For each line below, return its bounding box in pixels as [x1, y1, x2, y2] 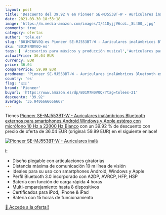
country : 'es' [5, 76, 35, 81]
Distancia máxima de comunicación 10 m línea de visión [12, 163, 126, 169]
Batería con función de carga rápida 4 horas [12, 179, 103, 185]
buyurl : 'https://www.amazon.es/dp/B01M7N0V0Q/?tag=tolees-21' [5, 90, 138, 95]
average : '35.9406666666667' [5, 99, 65, 104]
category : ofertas [5, 30, 43, 35]
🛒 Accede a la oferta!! [5, 204, 49, 210]
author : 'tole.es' [5, 35, 43, 40]
